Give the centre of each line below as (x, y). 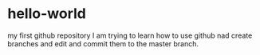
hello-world (47, 14)
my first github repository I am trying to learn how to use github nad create (130, 35)
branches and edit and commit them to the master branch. (103, 43)
